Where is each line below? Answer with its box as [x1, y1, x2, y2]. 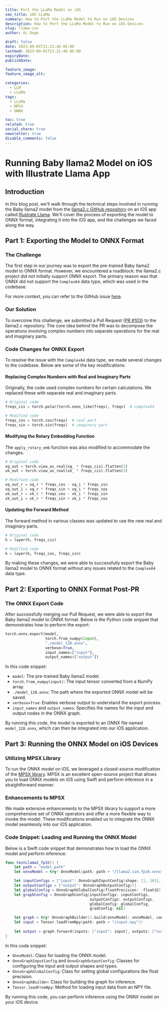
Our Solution [5, 306, 36, 313]
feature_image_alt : [5, 72, 46, 77]
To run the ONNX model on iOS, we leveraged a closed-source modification [5, 766, 161, 772]
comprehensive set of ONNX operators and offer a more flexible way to [5, 811, 151, 817]
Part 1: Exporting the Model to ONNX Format [5, 237, 144, 245]
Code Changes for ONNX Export [5, 346, 84, 353]
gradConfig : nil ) [89, 906, 126, 911]
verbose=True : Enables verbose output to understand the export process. [12, 700, 162, 706]
